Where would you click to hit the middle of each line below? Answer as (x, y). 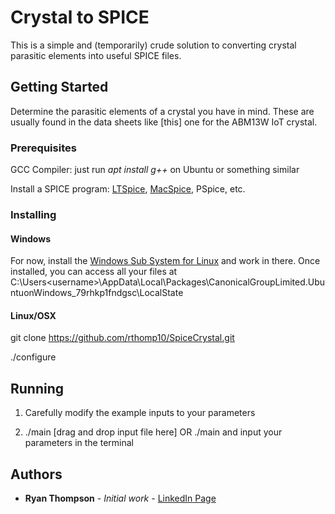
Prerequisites (43, 148)
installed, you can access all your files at (94, 272)
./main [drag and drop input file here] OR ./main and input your (153, 432)
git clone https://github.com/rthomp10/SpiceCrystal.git (122, 338)
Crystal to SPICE (80, 17)
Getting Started (59, 87)
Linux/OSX (33, 315)
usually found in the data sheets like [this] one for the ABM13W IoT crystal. (164, 122)
